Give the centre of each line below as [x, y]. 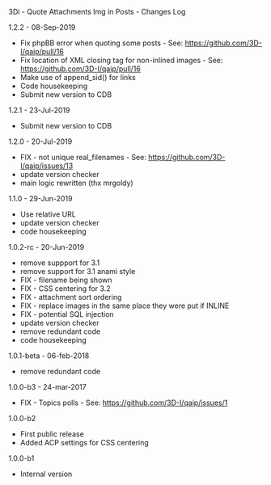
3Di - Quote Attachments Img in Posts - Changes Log [97, 12]
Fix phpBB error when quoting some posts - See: [102, 43]
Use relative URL [48, 214]
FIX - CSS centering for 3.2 [65, 289]
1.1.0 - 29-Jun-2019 [40, 198]
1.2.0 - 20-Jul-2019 [40, 141]
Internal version [46, 474]
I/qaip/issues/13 [47, 166]
